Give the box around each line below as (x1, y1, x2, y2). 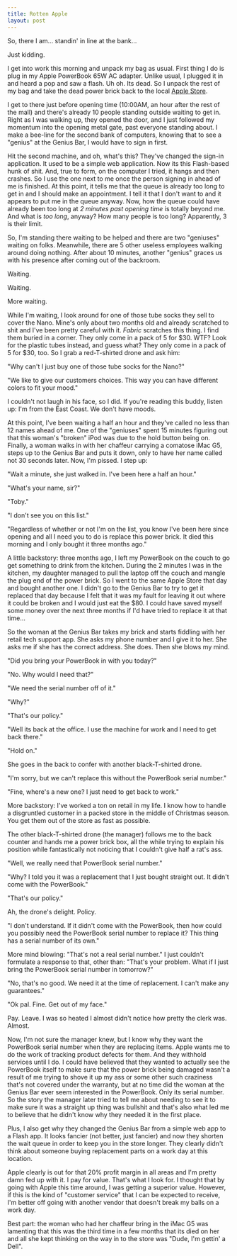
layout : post (7, 17, 46, 24)
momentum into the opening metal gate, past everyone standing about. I (7, 123, 218, 131)
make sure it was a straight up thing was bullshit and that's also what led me (7, 1103, 230, 1111)
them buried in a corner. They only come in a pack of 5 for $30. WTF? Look (7, 333, 227, 342)
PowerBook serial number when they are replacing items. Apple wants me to (7, 1043, 231, 1051)
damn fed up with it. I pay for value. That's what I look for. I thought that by (7, 1175, 225, 1184)
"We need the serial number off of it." (7, 683, 117, 692)
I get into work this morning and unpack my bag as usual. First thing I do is (7, 64, 225, 72)
